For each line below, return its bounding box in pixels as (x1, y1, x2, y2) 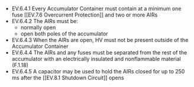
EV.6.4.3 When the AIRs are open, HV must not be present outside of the (11, 37, 189, 43)
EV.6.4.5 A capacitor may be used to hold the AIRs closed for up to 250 (11, 68, 185, 75)
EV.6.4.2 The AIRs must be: (11, 18, 78, 24)
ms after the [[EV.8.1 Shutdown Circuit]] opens (11, 74, 124, 81)
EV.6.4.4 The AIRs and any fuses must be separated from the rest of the (11, 49, 187, 56)
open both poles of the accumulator (20, 30, 108, 37)
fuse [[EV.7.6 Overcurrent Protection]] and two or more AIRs (11, 11, 158, 18)
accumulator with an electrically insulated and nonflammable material (11, 56, 182, 62)
